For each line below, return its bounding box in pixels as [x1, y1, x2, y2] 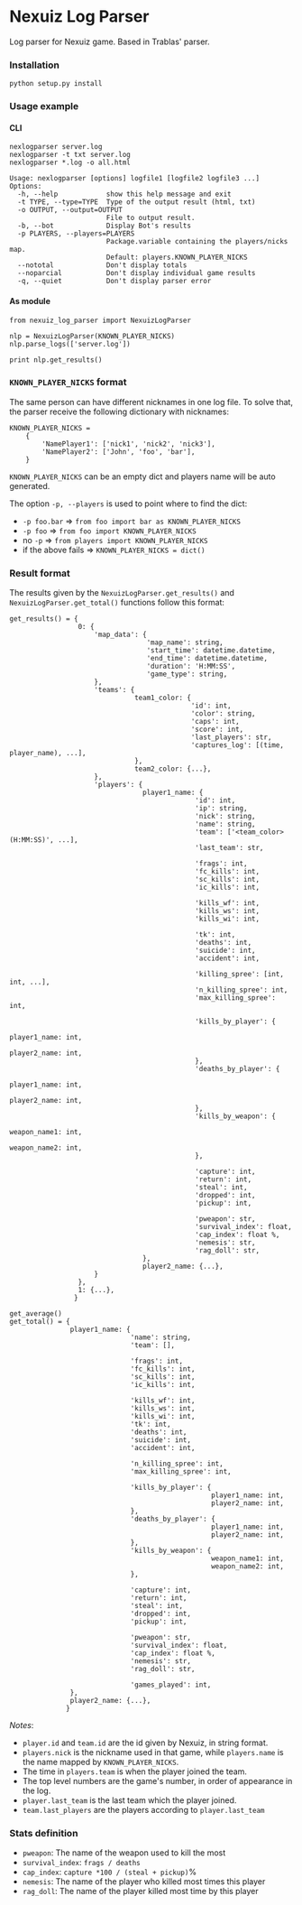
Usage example [9, 100, 79, 113]
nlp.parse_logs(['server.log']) [9, 339, 131, 348]
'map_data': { [94, 630, 147, 640]
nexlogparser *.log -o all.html [9, 158, 131, 168]
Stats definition [9, 1827, 78, 1840]
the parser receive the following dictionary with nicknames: [9, 406, 230, 417]
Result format [9, 567, 70, 579]
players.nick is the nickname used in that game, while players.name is [22, 1747, 284, 1758]
